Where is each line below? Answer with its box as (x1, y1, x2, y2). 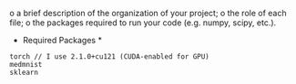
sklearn (9, 68, 39, 77)
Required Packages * (22, 35, 103, 45)
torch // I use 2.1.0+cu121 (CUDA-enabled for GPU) (9, 52, 209, 61)
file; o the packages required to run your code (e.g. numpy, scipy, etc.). (9, 17, 277, 28)
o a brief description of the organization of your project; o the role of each (9, 8, 287, 18)
